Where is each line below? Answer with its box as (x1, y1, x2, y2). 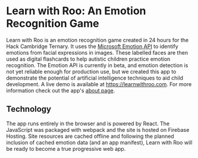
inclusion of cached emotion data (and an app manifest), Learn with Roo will (6, 138, 193, 146)
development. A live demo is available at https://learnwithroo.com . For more (6, 80, 192, 87)
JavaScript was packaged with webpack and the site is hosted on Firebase (6, 126, 190, 133)
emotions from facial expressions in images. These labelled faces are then (6, 49, 188, 56)
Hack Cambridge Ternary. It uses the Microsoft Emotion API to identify (6, 43, 178, 50)
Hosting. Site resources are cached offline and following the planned (6, 132, 174, 140)
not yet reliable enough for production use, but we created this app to (6, 68, 177, 75)
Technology (6, 104, 52, 114)
